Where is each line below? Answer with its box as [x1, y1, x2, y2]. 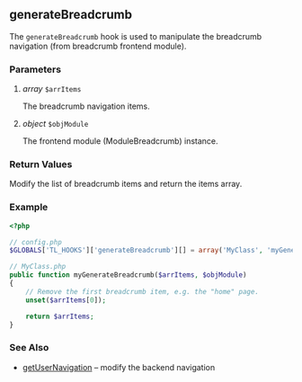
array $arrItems [22, 84, 82, 94]
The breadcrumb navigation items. [22, 101, 150, 111]
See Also [9, 342, 49, 354]
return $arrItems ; [25, 312, 94, 321]
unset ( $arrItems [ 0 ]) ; [25, 296, 106, 305]
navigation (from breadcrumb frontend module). [9, 40, 187, 51]
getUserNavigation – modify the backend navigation [22, 361, 216, 372]
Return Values [9, 158, 73, 171]
